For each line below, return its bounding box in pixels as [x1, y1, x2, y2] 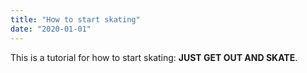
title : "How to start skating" [10, 14, 141, 25]
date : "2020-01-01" [10, 24, 92, 34]
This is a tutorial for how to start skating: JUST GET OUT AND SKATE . [10, 51, 298, 63]
